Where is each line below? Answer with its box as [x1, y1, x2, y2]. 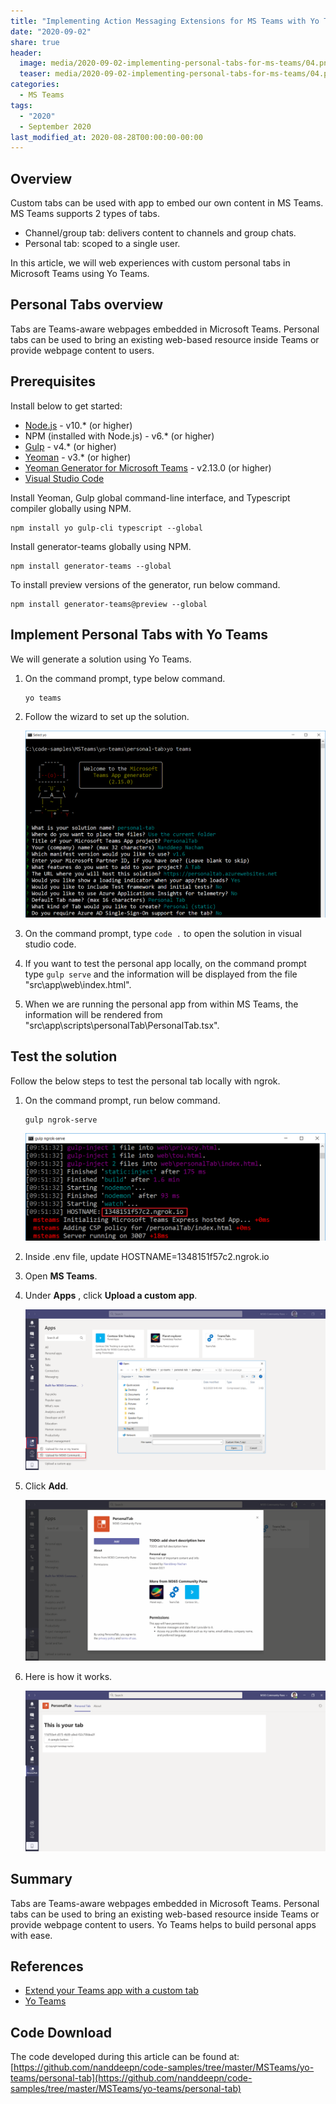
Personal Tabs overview [10, 296, 164, 314]
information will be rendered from [24, 1008, 163, 1020]
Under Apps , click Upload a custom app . [24, 1289, 198, 1301]
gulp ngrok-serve [24, 1115, 98, 1125]
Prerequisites [10, 373, 96, 390]
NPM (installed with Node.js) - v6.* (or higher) [24, 430, 215, 442]
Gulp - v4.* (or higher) [24, 440, 117, 452]
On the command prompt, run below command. [24, 1094, 221, 1106]
